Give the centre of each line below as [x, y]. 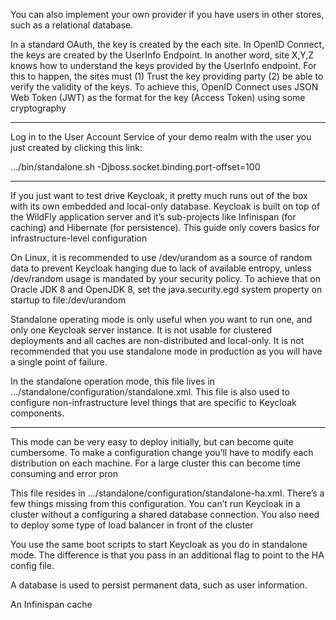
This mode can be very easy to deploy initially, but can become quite [152, 442]
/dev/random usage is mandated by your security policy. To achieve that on [165, 278]
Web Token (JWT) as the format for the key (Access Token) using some [158, 97]
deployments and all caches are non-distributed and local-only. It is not [157, 340]
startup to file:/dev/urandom [68, 300]
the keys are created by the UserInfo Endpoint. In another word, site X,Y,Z [162, 55]
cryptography [38, 108]
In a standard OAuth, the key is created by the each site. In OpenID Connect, [167, 44]
